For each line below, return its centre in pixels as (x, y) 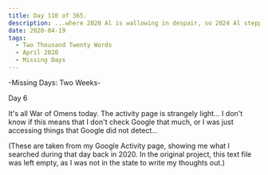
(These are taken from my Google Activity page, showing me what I (119, 146)
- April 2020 (37, 52)
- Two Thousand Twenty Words (64, 45)
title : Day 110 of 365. (48, 16)
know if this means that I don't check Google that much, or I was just (121, 122)
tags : (17, 38)
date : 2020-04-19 (37, 30)
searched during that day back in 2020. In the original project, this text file (130, 154)
